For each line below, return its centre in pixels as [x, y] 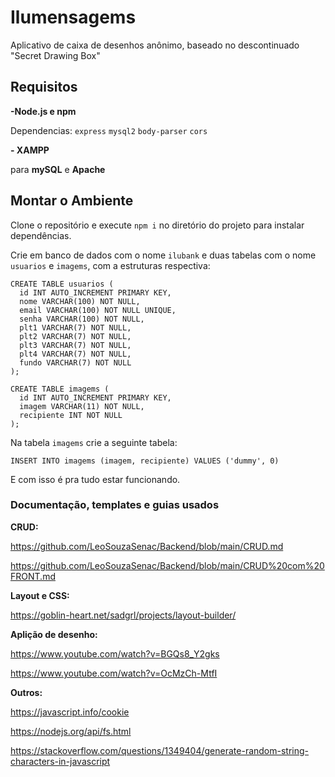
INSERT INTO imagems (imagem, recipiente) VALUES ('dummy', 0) [145, 461]
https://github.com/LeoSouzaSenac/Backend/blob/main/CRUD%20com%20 [167, 565]
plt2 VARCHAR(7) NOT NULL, [75, 336]
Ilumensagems [73, 17]
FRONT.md [33, 576]
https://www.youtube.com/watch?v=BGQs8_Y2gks [115, 653]
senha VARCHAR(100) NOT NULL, [82, 319]
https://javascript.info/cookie [70, 712]
